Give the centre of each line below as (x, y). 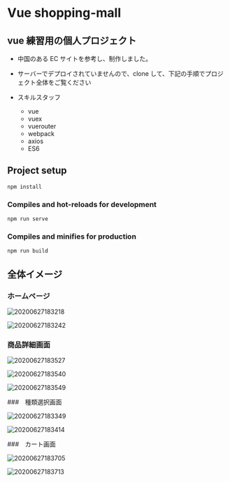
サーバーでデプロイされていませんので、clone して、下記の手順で (111, 74)
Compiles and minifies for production (72, 236)
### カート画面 (31, 444)
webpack (41, 134)
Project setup (37, 171)
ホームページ (29, 296)
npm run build (28, 251)
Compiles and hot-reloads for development (82, 204)
